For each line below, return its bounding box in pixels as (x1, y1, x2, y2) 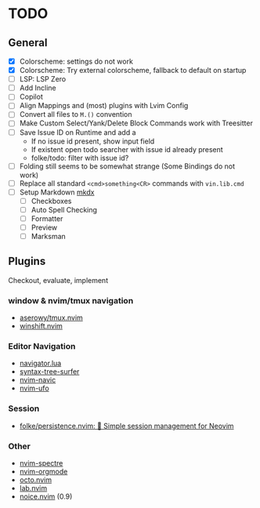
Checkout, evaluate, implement (8, 275, 108, 285)
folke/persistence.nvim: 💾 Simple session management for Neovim (19, 421, 234, 430)
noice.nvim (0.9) (19, 492, 73, 502)
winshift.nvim (19, 321, 63, 331)
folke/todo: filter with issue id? (31, 153, 129, 162)
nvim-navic (19, 376, 56, 385)
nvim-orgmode (19, 467, 68, 477)
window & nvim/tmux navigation (8, 295, 134, 306)
